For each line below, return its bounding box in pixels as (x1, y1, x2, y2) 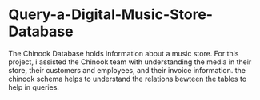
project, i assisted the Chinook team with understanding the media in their (8, 57, 252, 67)
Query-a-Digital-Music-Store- (8, 6, 214, 24)
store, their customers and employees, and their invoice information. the (8, 65, 246, 75)
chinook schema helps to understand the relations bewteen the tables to (8, 74, 247, 83)
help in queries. (8, 82, 60, 92)
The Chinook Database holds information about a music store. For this (8, 48, 239, 58)
